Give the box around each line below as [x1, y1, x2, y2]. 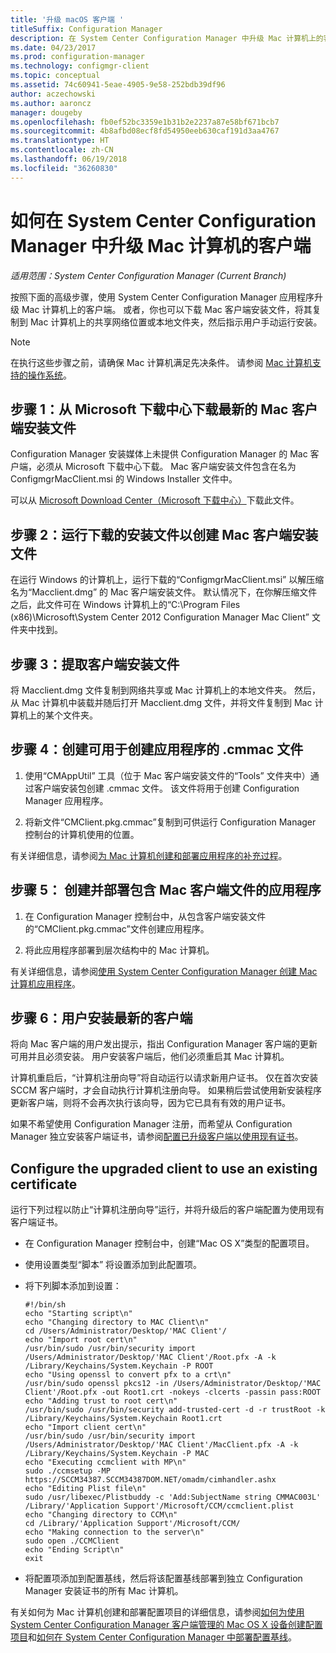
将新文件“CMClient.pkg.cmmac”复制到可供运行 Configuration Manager [24, 816, 317, 828]
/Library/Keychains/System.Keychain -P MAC [24, 1449, 210, 1459]
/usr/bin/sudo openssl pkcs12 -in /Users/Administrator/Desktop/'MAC [24, 1379, 322, 1389]
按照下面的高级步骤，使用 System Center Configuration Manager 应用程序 [10, 291, 315, 303]
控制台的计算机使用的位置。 [24, 828, 140, 840]
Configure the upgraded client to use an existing [10, 1160, 318, 1177]
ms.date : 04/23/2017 [10, 42, 97, 53]
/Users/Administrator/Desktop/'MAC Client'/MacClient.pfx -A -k [24, 1440, 299, 1450]
